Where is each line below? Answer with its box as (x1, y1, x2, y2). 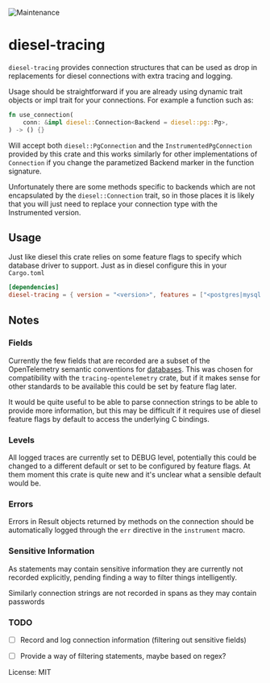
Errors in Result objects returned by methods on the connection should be (8, 517, 254, 527)
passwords (8, 597, 45, 606)
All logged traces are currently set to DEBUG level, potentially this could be (8, 452, 257, 463)
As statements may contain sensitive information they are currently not (8, 564, 243, 573)
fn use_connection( (8, 110, 74, 119)
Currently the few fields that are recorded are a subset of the (8, 356, 211, 365)
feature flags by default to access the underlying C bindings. (8, 414, 210, 423)
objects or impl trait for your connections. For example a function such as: (8, 95, 254, 105)
